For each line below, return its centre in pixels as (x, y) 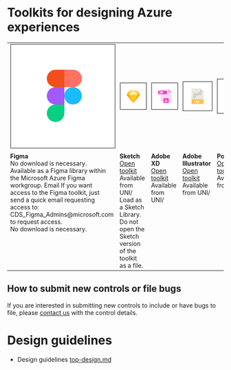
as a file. (131, 265)
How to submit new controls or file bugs (94, 289)
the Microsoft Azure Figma (48, 178)
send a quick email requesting (52, 200)
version (130, 243)
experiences (44, 27)
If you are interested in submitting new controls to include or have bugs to (112, 305)
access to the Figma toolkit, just (55, 192)
